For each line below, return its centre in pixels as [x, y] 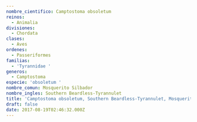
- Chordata [25, 33]
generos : [17, 72]
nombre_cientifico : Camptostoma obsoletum [59, 11]
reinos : [16, 17]
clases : [16, 39]
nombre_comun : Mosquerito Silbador [50, 88]
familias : [18, 60]
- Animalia [25, 22]
